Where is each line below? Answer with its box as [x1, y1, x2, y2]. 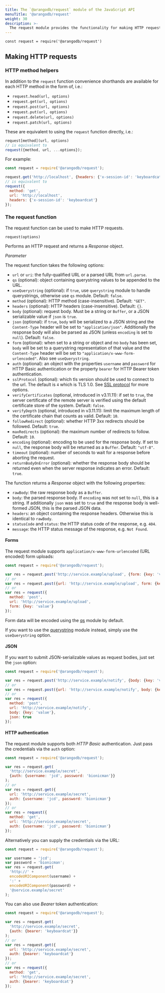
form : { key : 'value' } [9, 604, 54, 609]
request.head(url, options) [12, 94, 70, 99]
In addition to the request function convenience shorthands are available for [5, 78, 159, 84]
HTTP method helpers [5, 67, 59, 74]
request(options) [5, 234, 41, 239]
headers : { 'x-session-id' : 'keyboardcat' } [9, 197, 98, 202]
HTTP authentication [5, 730, 49, 736]
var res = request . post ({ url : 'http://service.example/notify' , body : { [5, 687, 157, 692]
